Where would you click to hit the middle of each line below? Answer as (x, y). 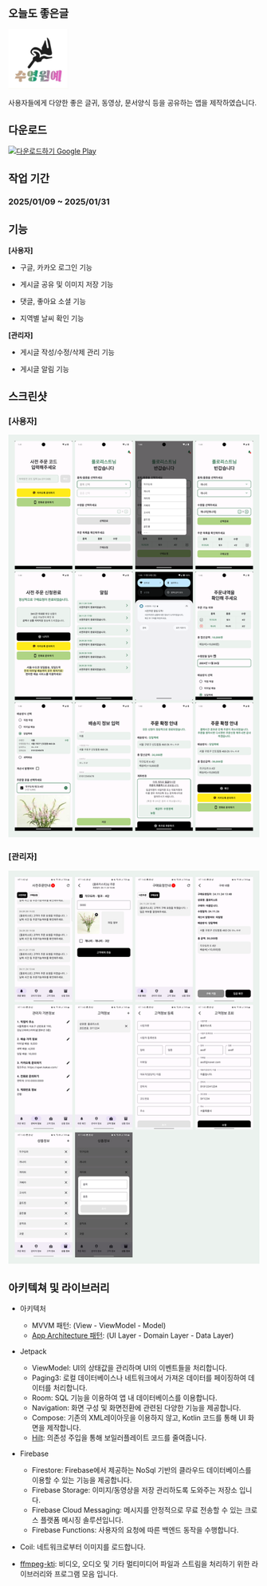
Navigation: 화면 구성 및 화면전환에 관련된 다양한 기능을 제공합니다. (136, 1408)
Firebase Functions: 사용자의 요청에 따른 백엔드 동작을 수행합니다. (135, 1530)
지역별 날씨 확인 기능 (52, 318)
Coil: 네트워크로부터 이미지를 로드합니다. (82, 1547)
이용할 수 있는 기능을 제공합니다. (82, 1480)
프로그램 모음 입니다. (86, 1574)
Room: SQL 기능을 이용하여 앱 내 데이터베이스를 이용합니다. (124, 1398)
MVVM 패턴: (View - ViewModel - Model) (99, 1326)
